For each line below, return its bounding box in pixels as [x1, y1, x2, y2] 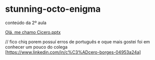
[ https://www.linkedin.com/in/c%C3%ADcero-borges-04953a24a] [5, 49, 141, 55]
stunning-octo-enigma [5, 3, 101, 15]
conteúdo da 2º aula [5, 20, 47, 26]
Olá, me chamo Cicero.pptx [5, 29, 61, 35]
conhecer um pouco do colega [5, 44, 68, 50]
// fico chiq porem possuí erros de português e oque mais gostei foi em [5, 38, 151, 45]
